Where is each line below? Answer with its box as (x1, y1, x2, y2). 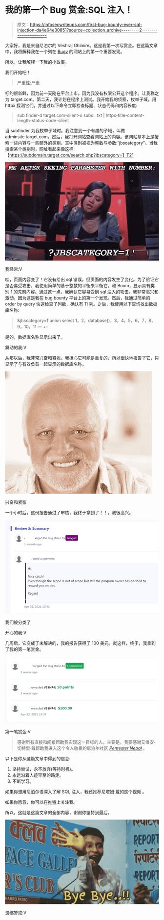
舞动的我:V (5, 344, 27, 350)
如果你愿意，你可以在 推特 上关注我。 (5, 799, 78, 805)
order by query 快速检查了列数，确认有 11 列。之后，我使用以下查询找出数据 (5, 301, 158, 307)
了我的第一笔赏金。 (5, 646, 44, 652)
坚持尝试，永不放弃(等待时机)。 (12, 766, 76, 772)
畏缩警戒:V (5, 910, 27, 916)
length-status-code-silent (17, 117, 69, 123)
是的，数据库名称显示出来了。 (5, 334, 65, 340)
